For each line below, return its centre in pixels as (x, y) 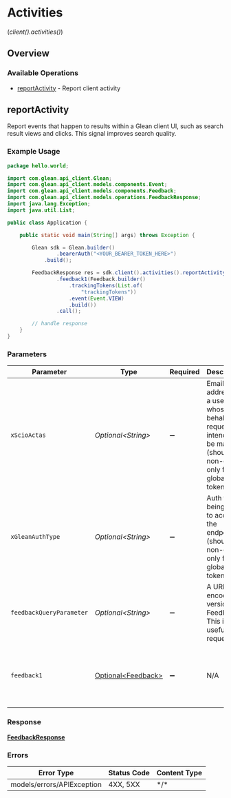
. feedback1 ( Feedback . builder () (101, 279)
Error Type (56, 773)
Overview (29, 53)
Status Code (129, 773)
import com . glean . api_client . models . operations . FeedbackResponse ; (104, 198)
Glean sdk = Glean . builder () (74, 247)
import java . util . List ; (41, 210)
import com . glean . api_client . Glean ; (59, 178)
